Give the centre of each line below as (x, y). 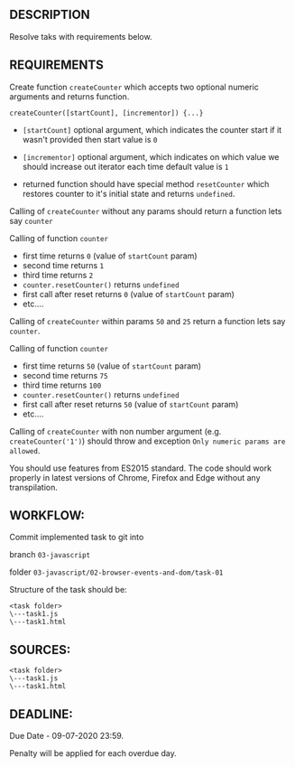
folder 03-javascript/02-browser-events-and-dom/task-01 (116, 572)
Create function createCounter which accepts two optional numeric (134, 87)
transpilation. (34, 487)
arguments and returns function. (69, 96)
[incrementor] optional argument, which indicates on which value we (151, 156)
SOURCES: (40, 650)
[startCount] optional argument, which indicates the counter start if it (152, 129)
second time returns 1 (63, 265)
